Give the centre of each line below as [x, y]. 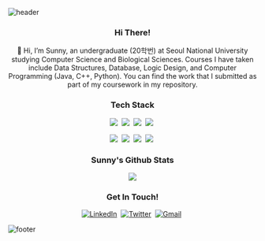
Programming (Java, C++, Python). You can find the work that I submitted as [132, 76]
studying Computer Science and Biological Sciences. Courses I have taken [132, 60]
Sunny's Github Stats [132, 160]
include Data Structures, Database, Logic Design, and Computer [132, 68]
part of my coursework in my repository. [132, 85]
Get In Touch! [132, 197]
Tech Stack [132, 105]
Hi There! [132, 32]
